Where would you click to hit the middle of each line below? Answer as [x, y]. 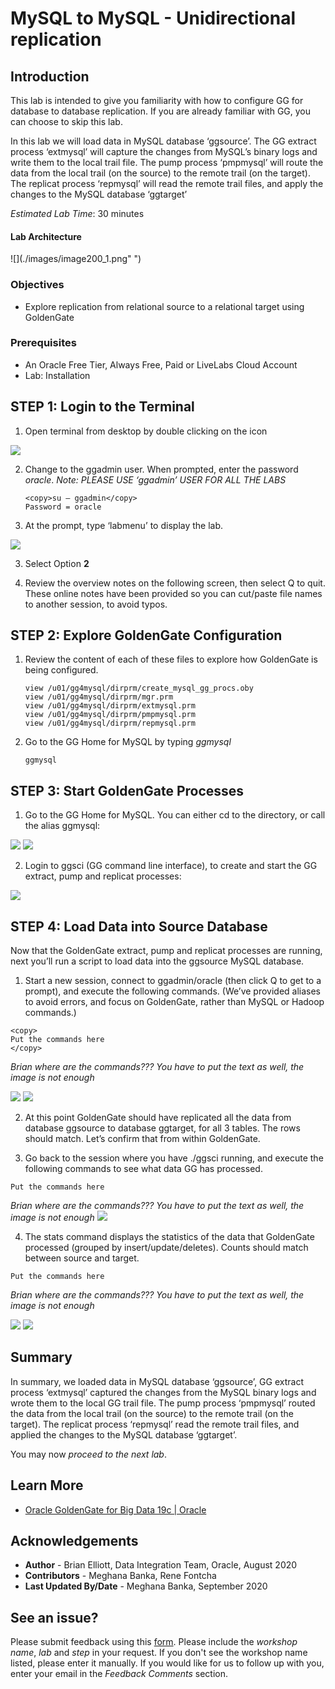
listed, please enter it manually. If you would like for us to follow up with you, [167, 1663]
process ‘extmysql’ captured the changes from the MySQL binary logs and [163, 1392]
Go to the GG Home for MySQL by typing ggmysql [128, 742]
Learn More [47, 1485]
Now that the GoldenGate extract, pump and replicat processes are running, [166, 951]
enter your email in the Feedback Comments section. [119, 1674]
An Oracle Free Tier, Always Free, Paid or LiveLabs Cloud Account [161, 364]
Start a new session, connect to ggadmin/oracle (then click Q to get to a [173, 981]
